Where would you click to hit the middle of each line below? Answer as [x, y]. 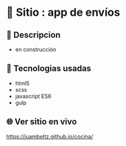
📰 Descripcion [33, 35]
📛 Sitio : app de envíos [63, 12]
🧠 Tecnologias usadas [49, 68]
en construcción [36, 49]
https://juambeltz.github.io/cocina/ [50, 136]
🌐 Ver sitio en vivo [42, 122]
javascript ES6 [33, 96]
